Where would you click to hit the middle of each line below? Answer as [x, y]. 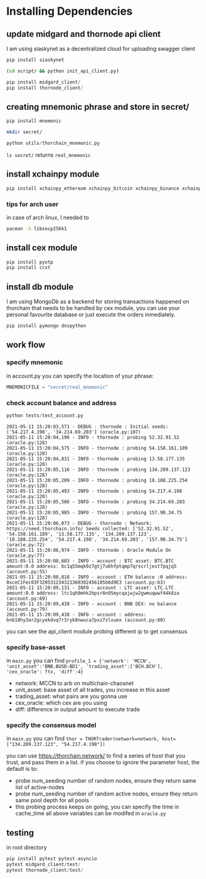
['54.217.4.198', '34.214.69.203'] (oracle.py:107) [74, 432]
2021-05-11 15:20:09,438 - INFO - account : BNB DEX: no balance [91, 604]
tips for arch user [32, 204]
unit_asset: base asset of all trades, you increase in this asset [93, 690]
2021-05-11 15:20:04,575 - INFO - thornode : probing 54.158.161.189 [97, 448]
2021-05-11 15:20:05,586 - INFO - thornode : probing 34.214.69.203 [96, 501]
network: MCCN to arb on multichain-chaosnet [74, 683]
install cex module [42, 248]
